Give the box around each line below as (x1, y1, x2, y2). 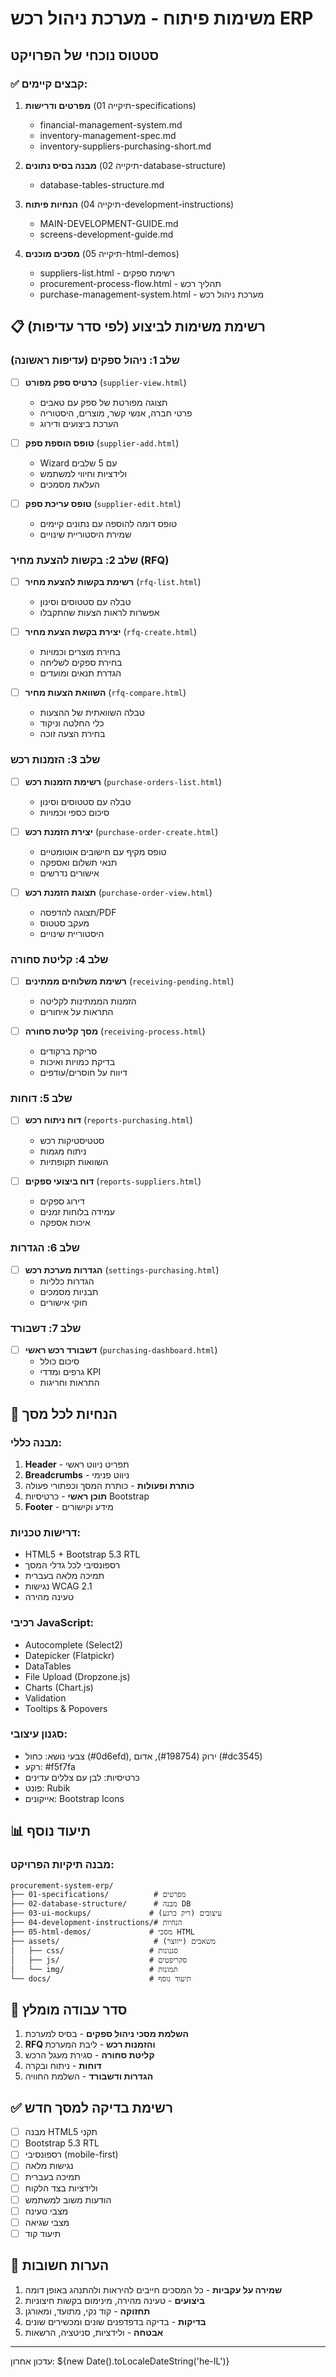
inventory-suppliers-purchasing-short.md (39, 140, 212, 152)
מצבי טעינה (24, 2205, 69, 2217)
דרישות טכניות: (10, 1525, 82, 1539)
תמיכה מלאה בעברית (24, 1570, 105, 1582)
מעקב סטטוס (39, 917, 90, 929)
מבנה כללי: (10, 1435, 63, 1449)
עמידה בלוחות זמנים (39, 1205, 115, 1217)
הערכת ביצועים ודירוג (39, 417, 119, 429)
